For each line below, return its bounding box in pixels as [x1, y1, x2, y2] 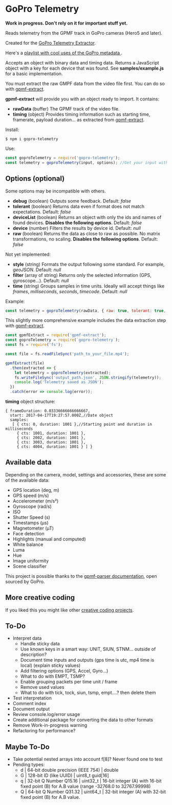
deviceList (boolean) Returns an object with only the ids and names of [12, 214, 162, 220]
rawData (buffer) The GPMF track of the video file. [12, 105, 120, 112]
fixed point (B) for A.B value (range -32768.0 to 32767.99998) [20, 784, 151, 790]
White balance [12, 541, 44, 548]
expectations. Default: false [12, 208, 71, 215]
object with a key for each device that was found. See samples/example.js [5, 65, 164, 71]
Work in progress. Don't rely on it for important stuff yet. [5, 20, 128, 26]
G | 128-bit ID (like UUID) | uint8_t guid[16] [20, 772, 109, 778]
